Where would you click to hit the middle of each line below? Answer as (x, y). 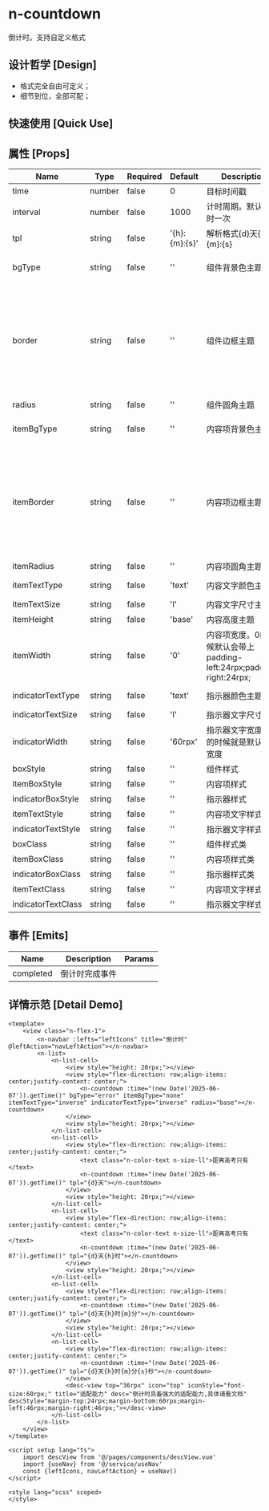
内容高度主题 (230, 619)
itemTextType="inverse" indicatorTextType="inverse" (98, 1103)
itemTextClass (39, 889)
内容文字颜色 (230, 585)
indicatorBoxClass (47, 874)
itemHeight (33, 619)
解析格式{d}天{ (234, 234)
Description (88, 958)
